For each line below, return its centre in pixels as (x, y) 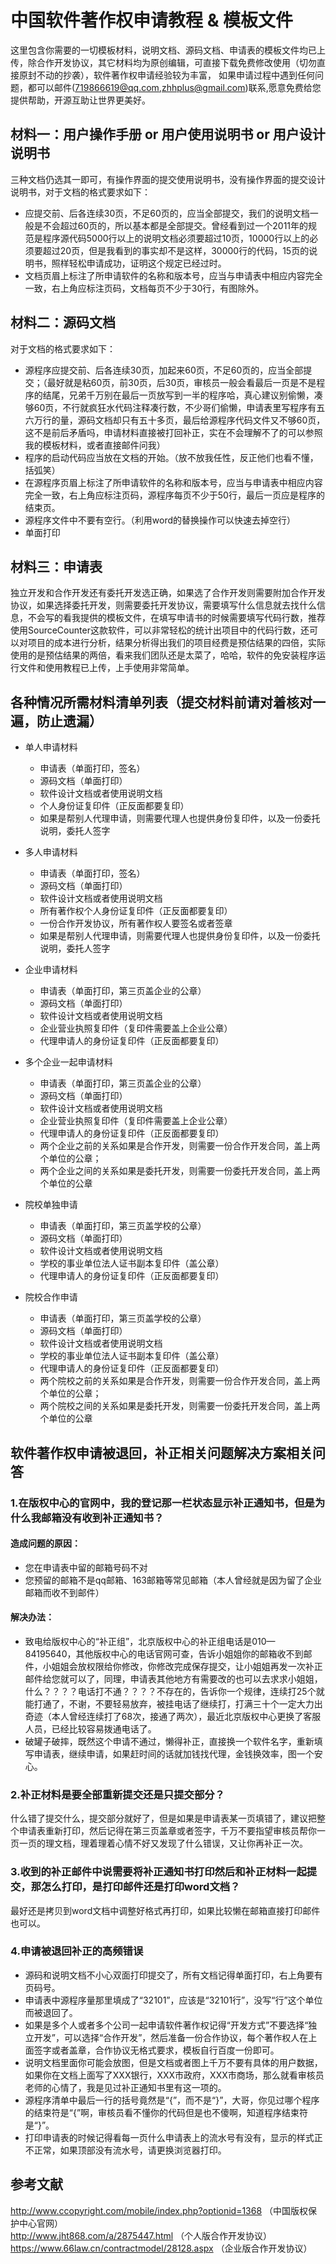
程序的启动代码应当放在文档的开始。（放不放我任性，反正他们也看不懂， (171, 457)
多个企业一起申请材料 (68, 1062)
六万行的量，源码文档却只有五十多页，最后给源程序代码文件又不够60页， (175, 420)
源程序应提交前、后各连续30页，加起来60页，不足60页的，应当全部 (164, 370)
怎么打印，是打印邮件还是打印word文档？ (141, 1887)
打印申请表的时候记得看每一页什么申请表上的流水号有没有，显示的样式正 (173, 2137)
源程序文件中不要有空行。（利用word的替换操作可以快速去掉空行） (160, 520)
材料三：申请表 (56, 566)
